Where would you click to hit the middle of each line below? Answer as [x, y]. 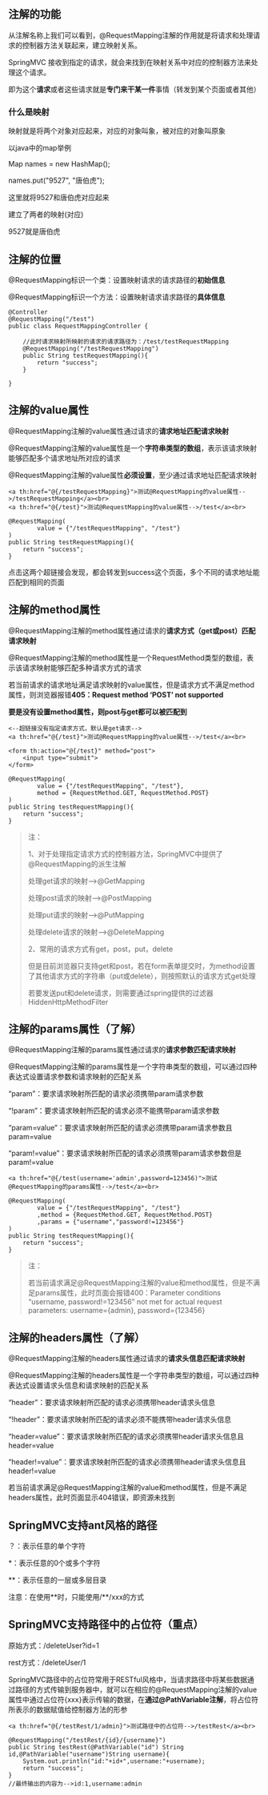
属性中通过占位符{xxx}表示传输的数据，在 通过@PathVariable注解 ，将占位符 [133, 1699]
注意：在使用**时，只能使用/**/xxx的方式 [76, 1596]
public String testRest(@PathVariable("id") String [96, 1747]
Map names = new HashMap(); [59, 164]
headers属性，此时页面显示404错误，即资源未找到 [92, 1498]
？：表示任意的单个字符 [47, 1546]
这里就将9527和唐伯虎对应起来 [59, 198]
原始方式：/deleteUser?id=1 [54, 1645]
